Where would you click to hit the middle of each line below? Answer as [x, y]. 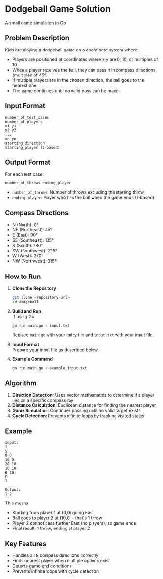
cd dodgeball [25, 302]
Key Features [26, 543]
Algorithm [21, 383]
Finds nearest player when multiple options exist [61, 560]
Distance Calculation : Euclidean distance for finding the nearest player [84, 405]
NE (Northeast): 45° [32, 230]
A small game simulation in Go [35, 23]
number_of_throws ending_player [38, 183]
